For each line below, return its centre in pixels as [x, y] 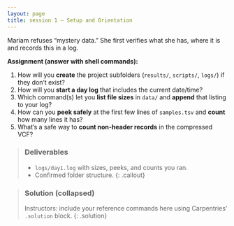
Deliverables [46, 153]
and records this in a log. [43, 48]
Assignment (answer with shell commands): [73, 61]
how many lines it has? [50, 119]
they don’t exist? [41, 82]
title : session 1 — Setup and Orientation [70, 20]
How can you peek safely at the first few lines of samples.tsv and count [121, 112]
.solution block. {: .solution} [66, 216]
